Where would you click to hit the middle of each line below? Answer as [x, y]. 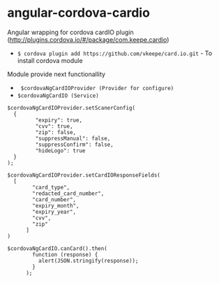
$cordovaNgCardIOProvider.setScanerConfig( [71, 108]
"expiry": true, [59, 120]
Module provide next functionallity [56, 74]
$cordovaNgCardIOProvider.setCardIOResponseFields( [84, 175]
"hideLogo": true [60, 151]
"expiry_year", [54, 212]
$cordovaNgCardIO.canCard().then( [58, 248]
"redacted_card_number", [68, 194]
